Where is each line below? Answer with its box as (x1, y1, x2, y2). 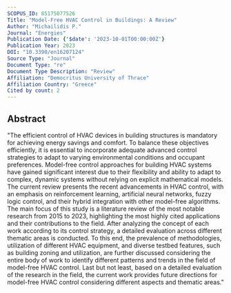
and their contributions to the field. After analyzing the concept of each (7, 219, 209, 227)
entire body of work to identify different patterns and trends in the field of (7, 256, 216, 264)
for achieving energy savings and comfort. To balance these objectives (7, 138, 209, 146)
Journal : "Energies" (7, 29, 67, 37)
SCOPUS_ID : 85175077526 (7, 10, 76, 17)
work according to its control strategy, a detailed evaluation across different (7, 226, 222, 235)
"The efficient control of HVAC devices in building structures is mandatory (7, 131, 218, 139)
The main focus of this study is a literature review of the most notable (7, 205, 205, 213)
